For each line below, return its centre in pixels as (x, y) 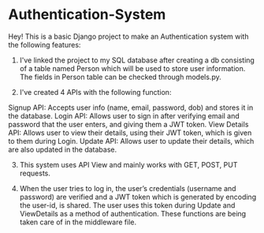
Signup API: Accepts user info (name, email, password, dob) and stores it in (131, 107)
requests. (35, 173)
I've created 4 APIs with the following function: (95, 92)
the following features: (45, 44)
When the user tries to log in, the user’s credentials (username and (128, 188)
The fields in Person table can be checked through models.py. (121, 77)
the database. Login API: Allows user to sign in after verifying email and (124, 115)
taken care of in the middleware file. (78, 222)
